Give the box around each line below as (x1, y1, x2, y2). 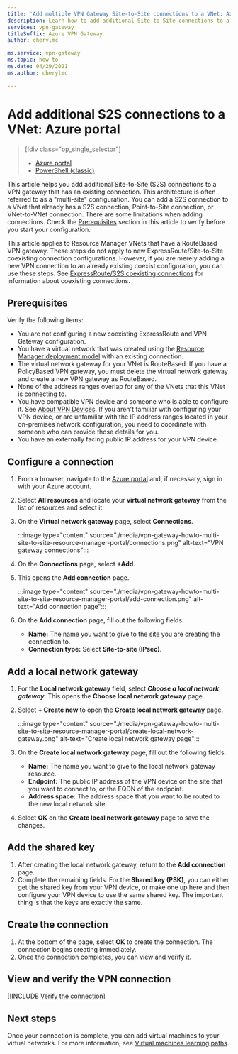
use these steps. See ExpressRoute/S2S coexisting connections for (7, 269, 204, 278)
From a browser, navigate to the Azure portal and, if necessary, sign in (17, 475, 223, 483)
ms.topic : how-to (7, 56, 59, 64)
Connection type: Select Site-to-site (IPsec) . (28, 645, 162, 654)
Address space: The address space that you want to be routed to (28, 792, 220, 801)
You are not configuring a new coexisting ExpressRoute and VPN (17, 329, 207, 338)
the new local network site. (28, 800, 108, 808)
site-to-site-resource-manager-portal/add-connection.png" (17, 595, 193, 603)
